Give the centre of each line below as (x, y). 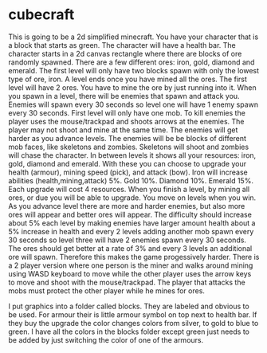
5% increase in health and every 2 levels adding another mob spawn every (131, 231)
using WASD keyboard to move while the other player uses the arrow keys (130, 273)
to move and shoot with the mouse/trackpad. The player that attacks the (127, 282)
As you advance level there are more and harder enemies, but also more (127, 206)
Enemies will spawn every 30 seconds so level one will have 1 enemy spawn (133, 104)
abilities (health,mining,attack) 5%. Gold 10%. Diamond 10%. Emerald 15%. (131, 180)
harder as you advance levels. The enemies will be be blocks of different (128, 138)
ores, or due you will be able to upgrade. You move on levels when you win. (132, 198)
